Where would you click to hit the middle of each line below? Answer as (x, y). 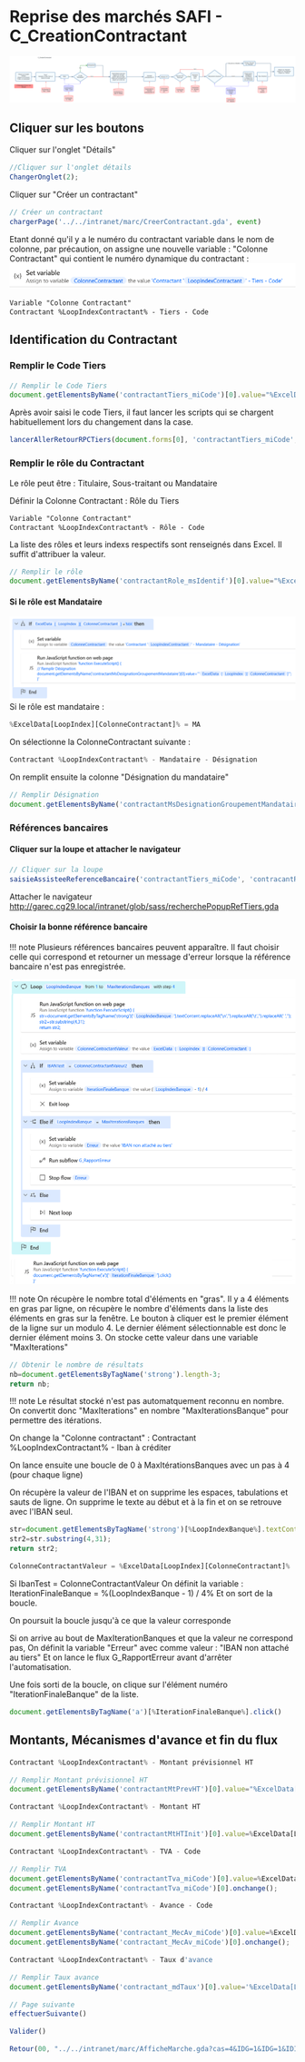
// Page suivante (42, 2004)
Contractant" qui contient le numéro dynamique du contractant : (129, 258)
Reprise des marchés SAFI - (116, 17)
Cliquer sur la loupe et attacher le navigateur (95, 849)
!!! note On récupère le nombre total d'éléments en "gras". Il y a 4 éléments (149, 1299)
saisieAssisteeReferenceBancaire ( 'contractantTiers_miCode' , (128, 879)
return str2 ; (34, 1549)
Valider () (28, 2032)
